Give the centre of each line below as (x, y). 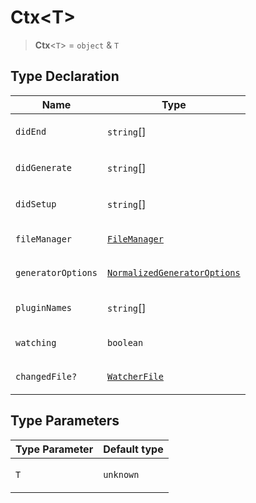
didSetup (36, 204)
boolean (125, 342)
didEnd (31, 131)
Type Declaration (65, 76)
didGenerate (44, 167)
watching (36, 342)
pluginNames (44, 307)
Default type (133, 449)
